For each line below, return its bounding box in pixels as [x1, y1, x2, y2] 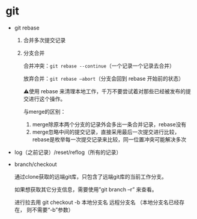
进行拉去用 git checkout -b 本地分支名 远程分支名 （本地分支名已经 [14, 199, 180, 206]
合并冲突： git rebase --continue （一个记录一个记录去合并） [23, 62, 175, 69]
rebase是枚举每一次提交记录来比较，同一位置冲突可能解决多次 [32, 135, 187, 143]
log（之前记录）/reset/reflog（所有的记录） [14, 149, 122, 156]
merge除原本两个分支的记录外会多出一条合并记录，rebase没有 [32, 120, 187, 128]
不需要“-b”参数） [31, 206, 74, 213]
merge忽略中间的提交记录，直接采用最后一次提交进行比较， [32, 128, 180, 135]
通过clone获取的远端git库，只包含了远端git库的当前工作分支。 [14, 173, 168, 180]
